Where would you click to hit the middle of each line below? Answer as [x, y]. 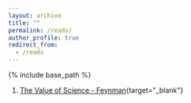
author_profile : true [44, 38]
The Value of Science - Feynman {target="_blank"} [101, 90]
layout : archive [35, 15]
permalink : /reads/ [40, 30]
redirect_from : [33, 45]
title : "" [24, 23]
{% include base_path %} [50, 75]
